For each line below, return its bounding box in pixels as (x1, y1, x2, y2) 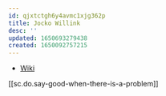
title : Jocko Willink (8, 19, 81, 27)
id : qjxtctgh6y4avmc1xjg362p (8, 11, 106, 20)
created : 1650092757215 (8, 42, 88, 50)
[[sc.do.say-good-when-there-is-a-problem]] (8, 79, 159, 89)
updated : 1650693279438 (8, 34, 88, 42)
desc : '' (8, 26, 38, 34)
